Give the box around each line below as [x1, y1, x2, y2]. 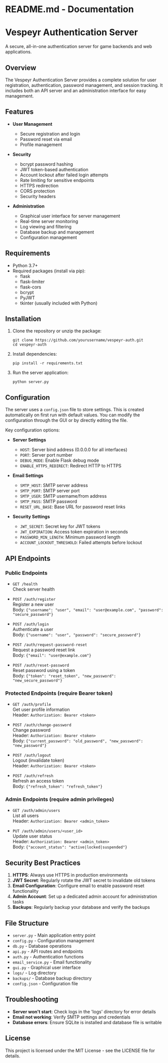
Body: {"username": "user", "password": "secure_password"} [12, 632, 141, 638]
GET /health [12, 582, 38, 587]
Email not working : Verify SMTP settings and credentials [12, 1014, 131, 1020]
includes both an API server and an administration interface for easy [5, 87, 147, 93]
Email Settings [12, 472, 44, 478]
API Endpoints [5, 554, 51, 563]
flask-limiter [20, 278, 45, 284]
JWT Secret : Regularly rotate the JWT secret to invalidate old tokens [12, 878, 156, 884]
